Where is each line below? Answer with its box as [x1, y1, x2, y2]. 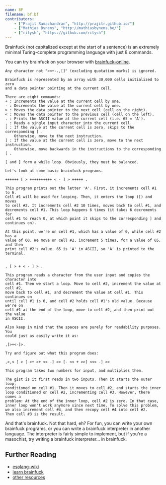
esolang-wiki [12, 464, 39, 470]
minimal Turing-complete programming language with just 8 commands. [5, 49, 153, 55]
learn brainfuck [12, 469, 44, 475]
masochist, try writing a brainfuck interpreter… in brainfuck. [5, 436, 127, 442]
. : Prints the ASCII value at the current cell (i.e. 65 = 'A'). [5, 116, 146, 121]
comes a [5, 394, 21, 399]
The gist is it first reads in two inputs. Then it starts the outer [5, 377, 153, 382]
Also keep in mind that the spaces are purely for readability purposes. [5, 325, 162, 330]
